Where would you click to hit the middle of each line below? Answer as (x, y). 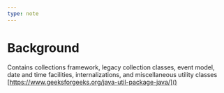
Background (43, 48)
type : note (23, 14)
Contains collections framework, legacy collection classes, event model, (111, 67)
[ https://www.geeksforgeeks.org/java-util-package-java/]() (92, 82)
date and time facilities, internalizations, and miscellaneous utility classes (112, 74)
